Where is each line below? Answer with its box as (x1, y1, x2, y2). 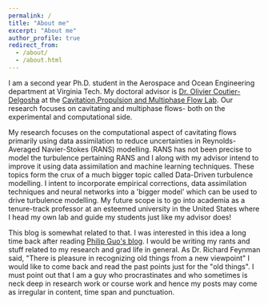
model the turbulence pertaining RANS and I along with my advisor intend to (8, 152, 259, 162)
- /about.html (15, 57, 62, 65)
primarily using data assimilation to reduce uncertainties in (8, 136, 202, 145)
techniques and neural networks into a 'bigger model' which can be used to (8, 187, 258, 196)
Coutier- (213, 86, 241, 96)
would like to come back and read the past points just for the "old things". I (8, 261, 254, 271)
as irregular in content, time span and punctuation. (8, 287, 174, 296)
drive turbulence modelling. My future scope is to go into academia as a (8, 195, 246, 204)
